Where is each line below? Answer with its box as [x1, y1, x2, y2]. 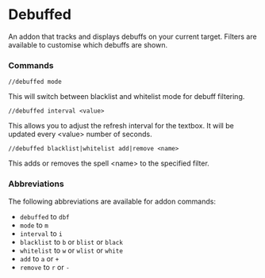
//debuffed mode [8, 78, 62, 86]
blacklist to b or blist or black [19, 237, 123, 246]
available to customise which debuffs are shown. [8, 40, 168, 49]
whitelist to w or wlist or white [19, 246, 123, 255]
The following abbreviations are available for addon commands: [8, 196, 217, 206]
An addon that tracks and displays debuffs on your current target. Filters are [8, 32, 257, 41]
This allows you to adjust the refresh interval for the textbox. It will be [8, 121, 234, 131]
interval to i [19, 228, 63, 238]
